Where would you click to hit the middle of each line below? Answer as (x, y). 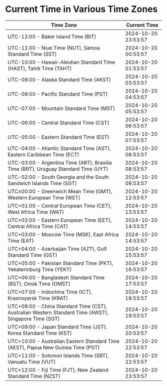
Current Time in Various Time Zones (82, 9)
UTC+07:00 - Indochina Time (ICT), (50, 292)
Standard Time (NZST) (34, 376)
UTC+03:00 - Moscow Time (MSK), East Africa (63, 234)
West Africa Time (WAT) (36, 212)
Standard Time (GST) (33, 255)
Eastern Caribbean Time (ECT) (43, 154)
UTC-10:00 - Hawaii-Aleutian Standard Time (61, 62)
